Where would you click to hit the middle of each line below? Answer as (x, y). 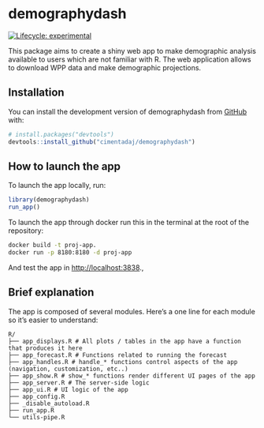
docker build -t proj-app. (52, 246)
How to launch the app (64, 166)
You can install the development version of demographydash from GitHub (128, 111)
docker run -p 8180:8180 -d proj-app (70, 252)
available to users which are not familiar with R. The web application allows (130, 59)
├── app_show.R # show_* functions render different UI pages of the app (132, 376)
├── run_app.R (32, 410)
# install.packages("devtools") (61, 134)
